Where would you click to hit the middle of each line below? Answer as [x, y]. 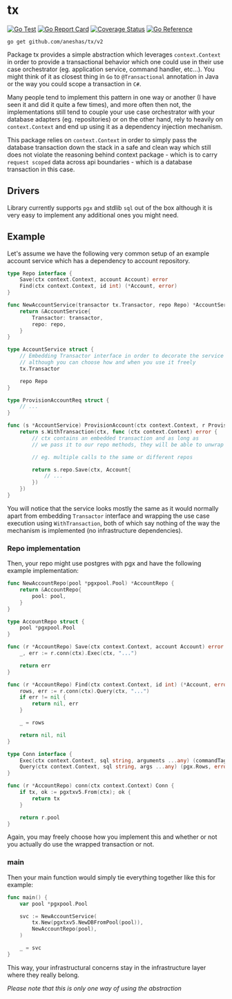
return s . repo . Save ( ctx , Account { [81, 469]
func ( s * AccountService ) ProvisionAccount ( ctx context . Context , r [106, 426]
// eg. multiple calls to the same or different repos [113, 457]
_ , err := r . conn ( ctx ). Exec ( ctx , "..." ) [78, 653]
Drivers [23, 191]
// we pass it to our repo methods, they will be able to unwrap [128, 445]
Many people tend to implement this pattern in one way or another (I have [112, 97]
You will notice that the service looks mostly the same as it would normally [113, 508]
